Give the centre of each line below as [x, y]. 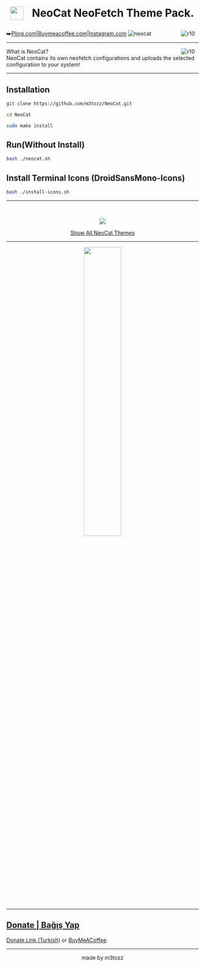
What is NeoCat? [27, 51]
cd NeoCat [19, 114]
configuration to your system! [43, 65]
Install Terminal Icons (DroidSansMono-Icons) [96, 178]
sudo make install [30, 125]
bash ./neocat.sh [28, 159]
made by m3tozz [103, 957]
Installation [28, 90]
